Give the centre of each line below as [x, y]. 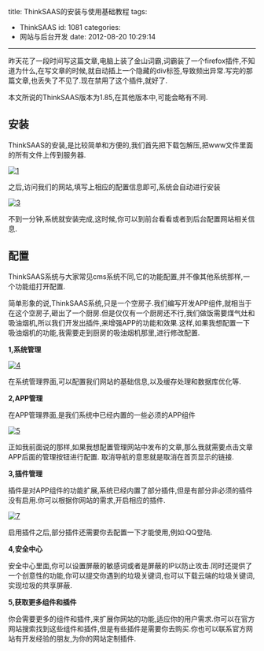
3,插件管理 [26, 473]
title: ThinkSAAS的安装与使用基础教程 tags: [78, 11]
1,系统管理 [25, 349]
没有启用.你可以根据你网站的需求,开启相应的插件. [87, 500]
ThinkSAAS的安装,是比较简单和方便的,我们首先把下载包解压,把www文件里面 [131, 145]
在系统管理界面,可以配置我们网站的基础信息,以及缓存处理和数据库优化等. [125, 381]
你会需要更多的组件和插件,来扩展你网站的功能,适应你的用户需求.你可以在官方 [132, 619]
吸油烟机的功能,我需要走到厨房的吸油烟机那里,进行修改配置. [104, 333]
